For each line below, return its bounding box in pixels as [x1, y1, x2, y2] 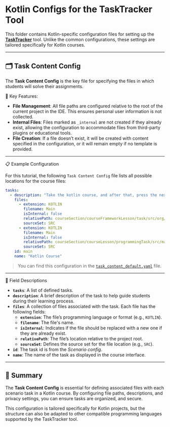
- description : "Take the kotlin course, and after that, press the [10, 192, 157, 198]
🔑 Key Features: [5, 93, 38, 99]
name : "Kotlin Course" [14, 254, 62, 259]
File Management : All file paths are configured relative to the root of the [12, 103, 163, 109]
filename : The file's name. [20, 319, 75, 325]
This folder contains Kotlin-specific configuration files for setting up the [5, 31, 154, 37]
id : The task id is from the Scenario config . [12, 346, 103, 353]
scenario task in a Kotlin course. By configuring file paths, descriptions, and [5, 390, 163, 396]
